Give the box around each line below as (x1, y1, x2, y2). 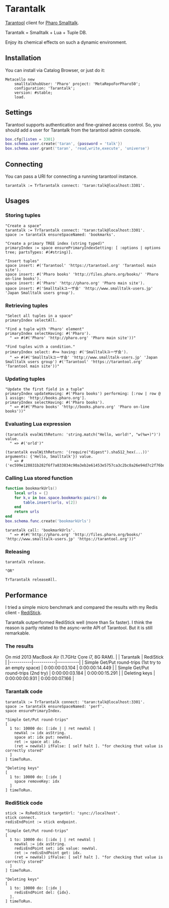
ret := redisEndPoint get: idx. (14, 850, 82, 855)
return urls (14, 509, 39, 514)
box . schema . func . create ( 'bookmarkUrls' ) (5, 519, 92, 524)
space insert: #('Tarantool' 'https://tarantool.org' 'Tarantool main (5, 263, 156, 268)
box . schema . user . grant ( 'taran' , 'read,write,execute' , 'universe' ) (5, 146, 150, 151)
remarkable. (5, 630, 30, 636)
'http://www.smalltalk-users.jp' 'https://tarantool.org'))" (5, 536, 136, 541)
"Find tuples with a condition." (5, 344, 75, 349)
